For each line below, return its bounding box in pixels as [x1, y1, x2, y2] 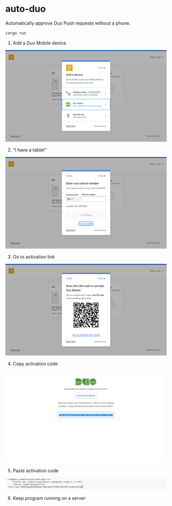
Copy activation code [12, 361, 58, 367]
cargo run [5, 30, 27, 36]
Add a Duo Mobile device [12, 39, 67, 46]
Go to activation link [12, 254, 55, 260]
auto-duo [5, 3, 46, 15]
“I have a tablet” [12, 146, 47, 153]
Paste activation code [12, 467, 59, 474]
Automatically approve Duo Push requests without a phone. [5, 20, 131, 26]
